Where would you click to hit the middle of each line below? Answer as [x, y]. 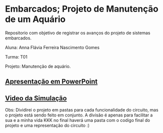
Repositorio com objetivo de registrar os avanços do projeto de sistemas [78, 33]
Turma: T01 [16, 57]
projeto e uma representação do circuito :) [47, 126]
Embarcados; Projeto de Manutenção [82, 9]
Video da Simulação [36, 98]
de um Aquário [35, 19]
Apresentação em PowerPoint [51, 82]
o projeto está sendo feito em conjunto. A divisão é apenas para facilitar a [79, 115]
